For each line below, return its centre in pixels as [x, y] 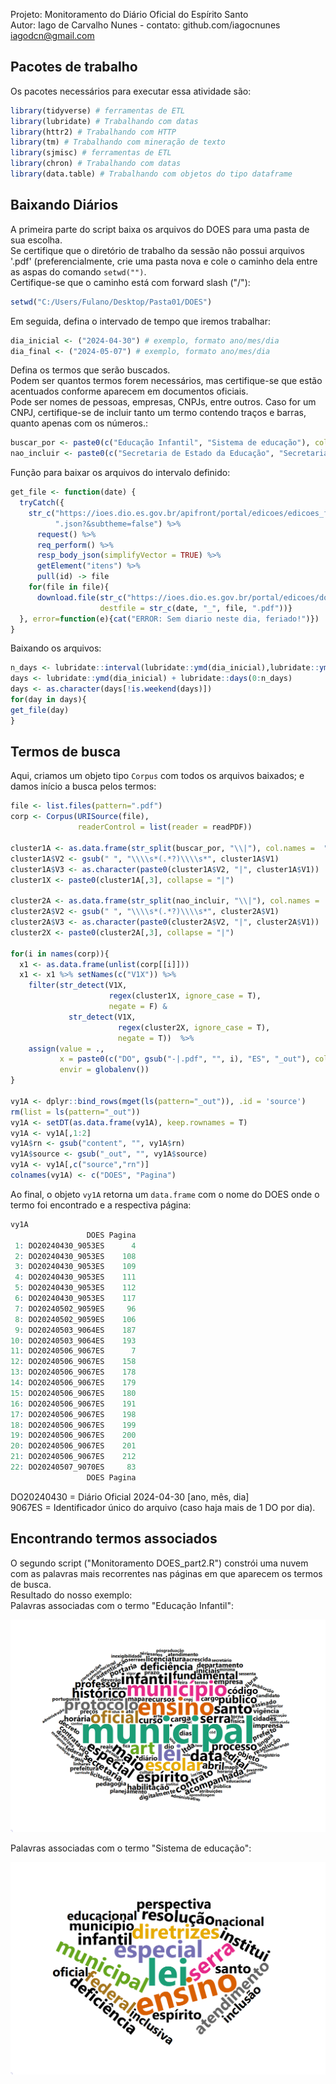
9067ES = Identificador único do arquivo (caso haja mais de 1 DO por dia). [163, 1507]
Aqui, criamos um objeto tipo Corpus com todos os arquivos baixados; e [157, 776]
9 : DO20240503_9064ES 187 [75, 1330]
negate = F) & [138, 1007]
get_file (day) [40, 710]
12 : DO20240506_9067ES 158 [73, 1362]
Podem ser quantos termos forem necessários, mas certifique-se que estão [166, 381]
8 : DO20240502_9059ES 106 [75, 1319]
